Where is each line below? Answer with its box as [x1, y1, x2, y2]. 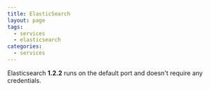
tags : [7, 23, 23, 30]
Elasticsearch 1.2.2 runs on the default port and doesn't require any [7, 68, 203, 77]
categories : [7, 43, 42, 50]
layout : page [7, 17, 46, 24]
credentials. [7, 76, 41, 84]
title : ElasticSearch [7, 10, 71, 18]
